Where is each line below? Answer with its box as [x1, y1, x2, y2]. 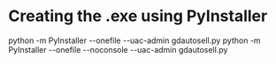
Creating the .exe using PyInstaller [8, 6, 268, 26]
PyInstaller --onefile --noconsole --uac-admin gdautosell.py [8, 44, 228, 54]
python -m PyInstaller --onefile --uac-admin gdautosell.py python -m [8, 35, 262, 46]
